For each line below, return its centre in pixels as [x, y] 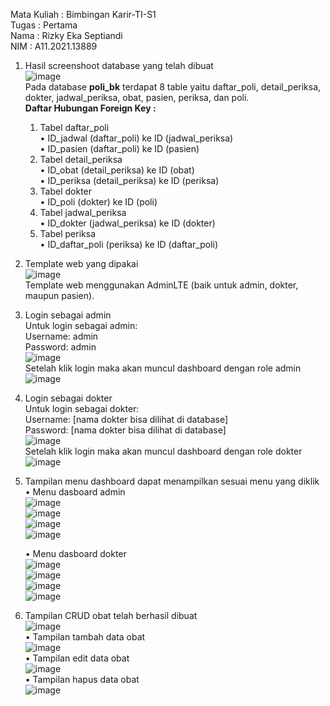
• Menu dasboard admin [75, 492]
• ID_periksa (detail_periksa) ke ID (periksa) [129, 180]
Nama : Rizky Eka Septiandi [66, 35]
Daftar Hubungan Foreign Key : [90, 108]
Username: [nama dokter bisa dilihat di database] [126, 419]
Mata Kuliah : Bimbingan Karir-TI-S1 [83, 14]
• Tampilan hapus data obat [82, 679]
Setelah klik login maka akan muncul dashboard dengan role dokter [163, 451]
